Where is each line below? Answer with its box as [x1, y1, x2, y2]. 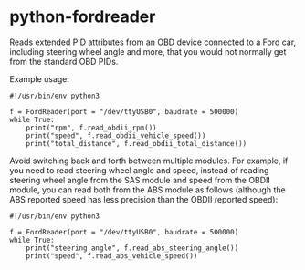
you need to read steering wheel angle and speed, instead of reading [9, 164, 269, 175]
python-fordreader [9, 6, 156, 27]
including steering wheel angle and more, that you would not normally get [9, 46, 287, 57]
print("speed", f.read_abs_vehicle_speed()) [26, 251, 198, 261]
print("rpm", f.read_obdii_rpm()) [26, 123, 157, 132]
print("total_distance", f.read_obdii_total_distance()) [26, 139, 247, 148]
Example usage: [9, 73, 70, 84]
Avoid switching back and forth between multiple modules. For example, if [9, 155, 289, 166]
